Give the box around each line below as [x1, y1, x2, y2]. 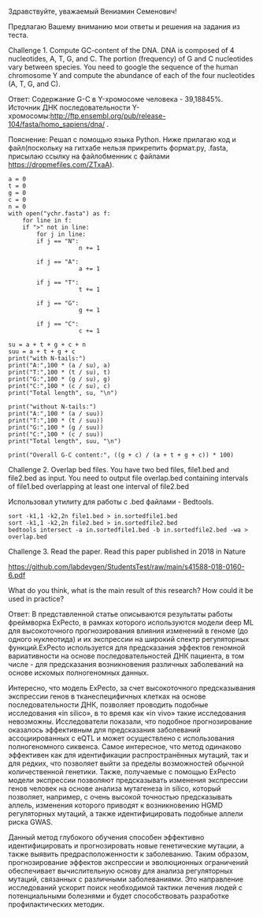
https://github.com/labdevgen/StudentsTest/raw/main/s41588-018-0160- [8, 562, 246, 571]
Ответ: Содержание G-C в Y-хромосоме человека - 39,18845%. [8, 95, 224, 103]
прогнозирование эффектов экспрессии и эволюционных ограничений [8, 858, 249, 867]
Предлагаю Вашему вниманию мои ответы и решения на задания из [8, 22, 240, 31]
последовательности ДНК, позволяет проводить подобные [8, 700, 209, 709]
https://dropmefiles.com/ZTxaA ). [8, 160, 115, 169]
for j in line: [36, 230, 87, 238]
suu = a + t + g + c [8, 348, 76, 356]
